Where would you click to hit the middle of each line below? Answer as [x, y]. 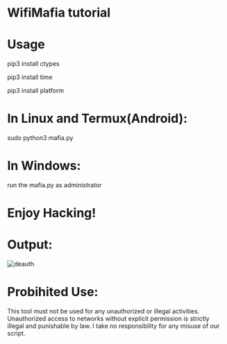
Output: [30, 245]
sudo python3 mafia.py [40, 138]
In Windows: [44, 166]
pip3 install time [30, 77]
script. [16, 334]
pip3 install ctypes [34, 64]
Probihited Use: [53, 292]
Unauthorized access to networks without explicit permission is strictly [108, 319]
